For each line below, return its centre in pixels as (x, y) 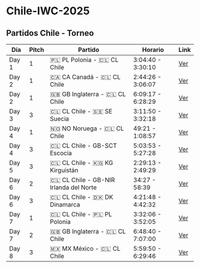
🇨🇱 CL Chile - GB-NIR (82, 180)
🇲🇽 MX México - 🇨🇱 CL (85, 249)
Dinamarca (65, 204)
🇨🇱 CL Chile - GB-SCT (83, 146)
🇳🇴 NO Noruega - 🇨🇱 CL (87, 128)
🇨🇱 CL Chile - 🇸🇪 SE (81, 111)
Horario (153, 50)
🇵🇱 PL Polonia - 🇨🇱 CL (84, 60)
